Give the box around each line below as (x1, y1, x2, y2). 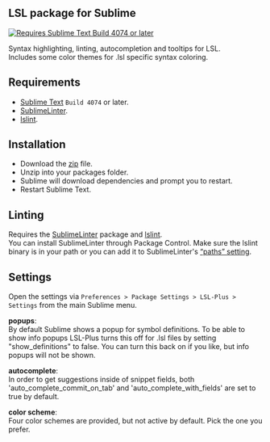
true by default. (8, 392, 60, 402)
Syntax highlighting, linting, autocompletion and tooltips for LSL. (8, 44, 221, 53)
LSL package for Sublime (8, 6, 137, 20)
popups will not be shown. (8, 351, 96, 360)
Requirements (8, 76, 81, 90)
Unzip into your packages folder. (19, 167, 129, 177)
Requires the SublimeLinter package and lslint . (8, 229, 163, 239)
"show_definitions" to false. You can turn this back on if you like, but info (8, 342, 250, 351)
